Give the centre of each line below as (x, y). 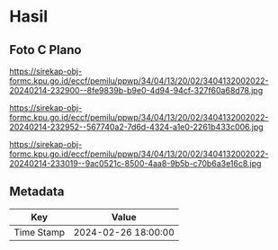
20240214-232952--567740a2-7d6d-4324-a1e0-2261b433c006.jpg (136, 127)
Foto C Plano (45, 50)
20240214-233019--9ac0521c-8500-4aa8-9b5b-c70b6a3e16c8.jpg (135, 163)
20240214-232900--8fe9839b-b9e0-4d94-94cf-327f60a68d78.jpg (136, 90)
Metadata (37, 192)
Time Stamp (40, 232)
